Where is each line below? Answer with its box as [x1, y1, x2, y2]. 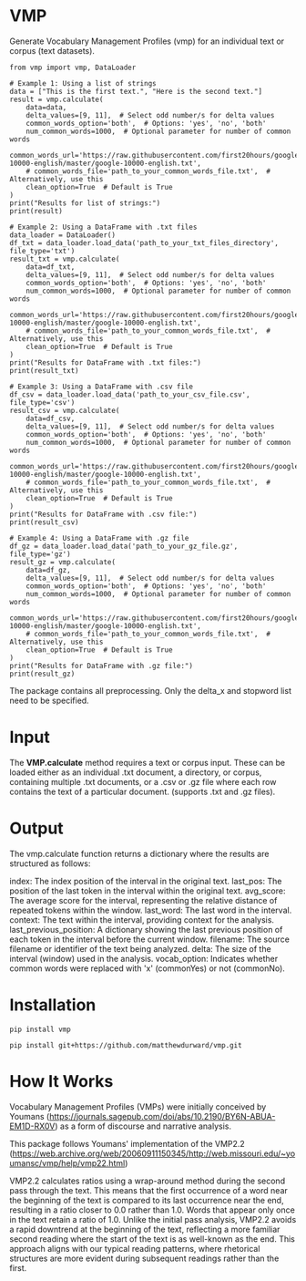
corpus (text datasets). [9, 45, 96, 56]
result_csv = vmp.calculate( [9, 406, 120, 415]
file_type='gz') [9, 549, 71, 559]
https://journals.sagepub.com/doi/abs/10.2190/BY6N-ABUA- [48, 1111, 276, 1121]
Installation [9, 995, 97, 1015]
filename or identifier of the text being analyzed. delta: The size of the [9, 943, 271, 954]
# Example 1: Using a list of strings [9, 78, 157, 88]
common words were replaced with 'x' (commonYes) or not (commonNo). [9, 963, 285, 974]
